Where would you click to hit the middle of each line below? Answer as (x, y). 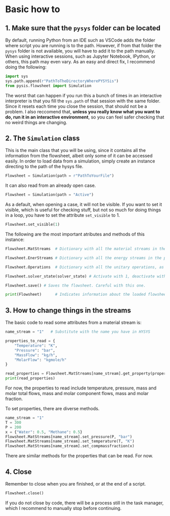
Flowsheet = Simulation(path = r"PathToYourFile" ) (60, 176)
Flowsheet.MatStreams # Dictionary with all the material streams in (81, 249)
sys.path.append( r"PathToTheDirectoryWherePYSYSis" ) (62, 81)
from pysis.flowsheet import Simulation (49, 86)
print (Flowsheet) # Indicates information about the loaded (75, 295)
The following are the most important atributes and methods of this (75, 234)
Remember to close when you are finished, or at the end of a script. (76, 484)
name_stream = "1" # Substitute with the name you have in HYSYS (78, 332)
